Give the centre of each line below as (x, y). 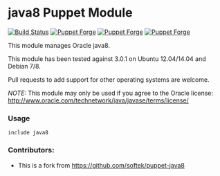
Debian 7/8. (24, 66)
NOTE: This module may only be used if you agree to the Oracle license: (111, 93)
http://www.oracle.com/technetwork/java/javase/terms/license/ (98, 100)
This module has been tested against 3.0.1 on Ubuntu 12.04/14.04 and (107, 59)
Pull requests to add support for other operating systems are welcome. (109, 79)
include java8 (28, 133)
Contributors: (31, 150)
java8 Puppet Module (71, 13)
